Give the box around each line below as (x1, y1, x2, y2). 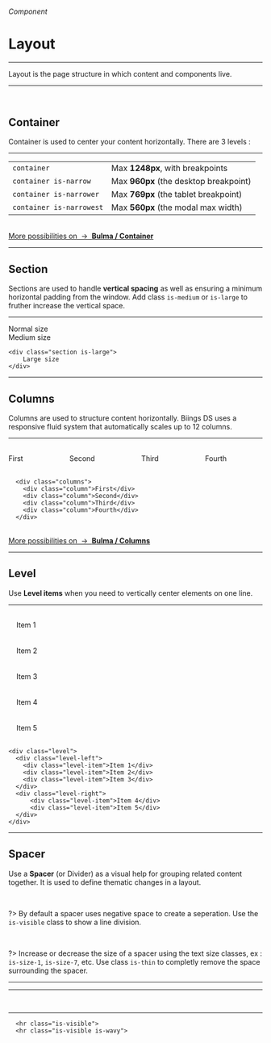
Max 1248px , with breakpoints (111, 162, 228, 174)
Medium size (8, 333, 51, 342)
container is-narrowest (12, 203, 104, 212)
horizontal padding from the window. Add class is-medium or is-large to (8, 292, 248, 302)
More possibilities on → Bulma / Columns (8, 535, 151, 545)
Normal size (8, 324, 48, 334)
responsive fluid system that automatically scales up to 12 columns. (8, 421, 232, 431)
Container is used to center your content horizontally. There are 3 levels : (8, 137, 252, 147)
